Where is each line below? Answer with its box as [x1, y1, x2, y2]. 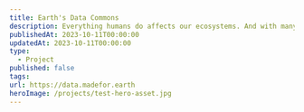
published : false [9, 64, 75, 73]
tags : [9, 72, 30, 81]
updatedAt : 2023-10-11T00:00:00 [9, 38, 131, 48]
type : [9, 47, 30, 56]
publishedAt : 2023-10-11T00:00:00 [9, 30, 140, 39]
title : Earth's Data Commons [9, 13, 119, 23]
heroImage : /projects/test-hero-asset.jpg [9, 89, 172, 98]
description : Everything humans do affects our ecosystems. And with [9, 22, 278, 31]
